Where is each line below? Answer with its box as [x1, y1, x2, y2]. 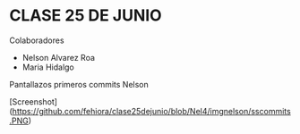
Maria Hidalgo [21, 62, 74, 72]
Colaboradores [9, 35, 64, 46]
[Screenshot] [9, 96, 58, 107]
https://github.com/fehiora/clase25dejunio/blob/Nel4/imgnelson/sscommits [12, 105, 291, 116]
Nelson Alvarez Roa [21, 52, 96, 63]
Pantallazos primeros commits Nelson [9, 79, 150, 89]
